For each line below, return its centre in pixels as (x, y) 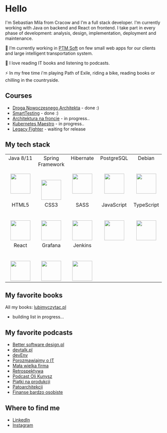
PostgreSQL (114, 158)
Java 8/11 (20, 158)
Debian (146, 158)
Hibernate (83, 158)
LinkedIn (21, 420)
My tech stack (28, 145)
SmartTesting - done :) (35, 113)
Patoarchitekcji (28, 387)
